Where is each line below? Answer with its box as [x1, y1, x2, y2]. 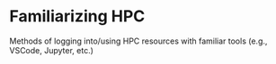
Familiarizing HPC [9, 6, 146, 27]
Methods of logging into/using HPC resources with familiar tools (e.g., [9, 36, 268, 46]
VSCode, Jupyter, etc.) [9, 44, 94, 55]
